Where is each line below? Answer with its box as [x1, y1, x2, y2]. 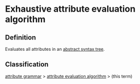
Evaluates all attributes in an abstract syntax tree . [5, 46, 105, 52]
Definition [5, 33, 36, 42]
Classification [5, 60, 49, 69]
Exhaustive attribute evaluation [5, 3, 136, 15]
